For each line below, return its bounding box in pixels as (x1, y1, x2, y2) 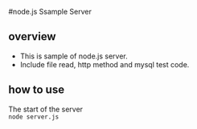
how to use (8, 83, 65, 97)
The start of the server (8, 104, 83, 114)
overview (8, 30, 56, 43)
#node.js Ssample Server (8, 7, 92, 16)
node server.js (8, 112, 60, 121)
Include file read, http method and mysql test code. (19, 59, 190, 69)
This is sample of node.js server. (19, 51, 129, 61)
